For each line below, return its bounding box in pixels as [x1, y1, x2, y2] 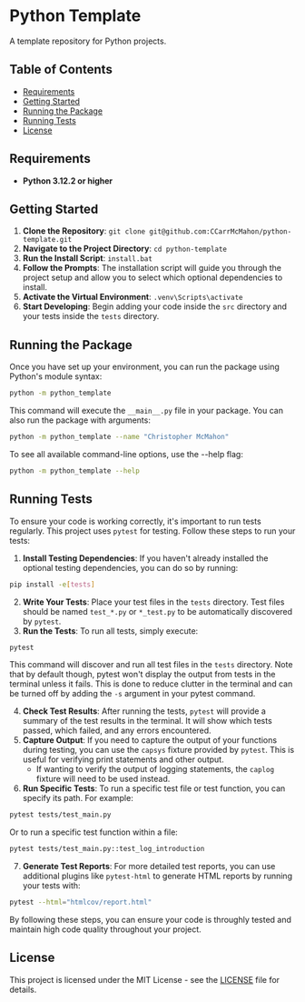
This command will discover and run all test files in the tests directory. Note [9, 659, 293, 670]
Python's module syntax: [9, 371, 103, 382]
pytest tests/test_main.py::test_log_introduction [9, 845, 205, 854]
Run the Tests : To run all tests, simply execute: [22, 625, 199, 636]
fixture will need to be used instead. [35, 774, 171, 785]
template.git [22, 235, 73, 245]
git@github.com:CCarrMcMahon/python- [149, 227, 292, 236]
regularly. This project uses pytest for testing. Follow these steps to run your [9, 525, 296, 536]
